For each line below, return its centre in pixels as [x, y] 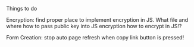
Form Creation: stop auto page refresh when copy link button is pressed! [95, 37]
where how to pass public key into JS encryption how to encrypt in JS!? [94, 26]
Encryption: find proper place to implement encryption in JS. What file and [97, 20]
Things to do [22, 9]
